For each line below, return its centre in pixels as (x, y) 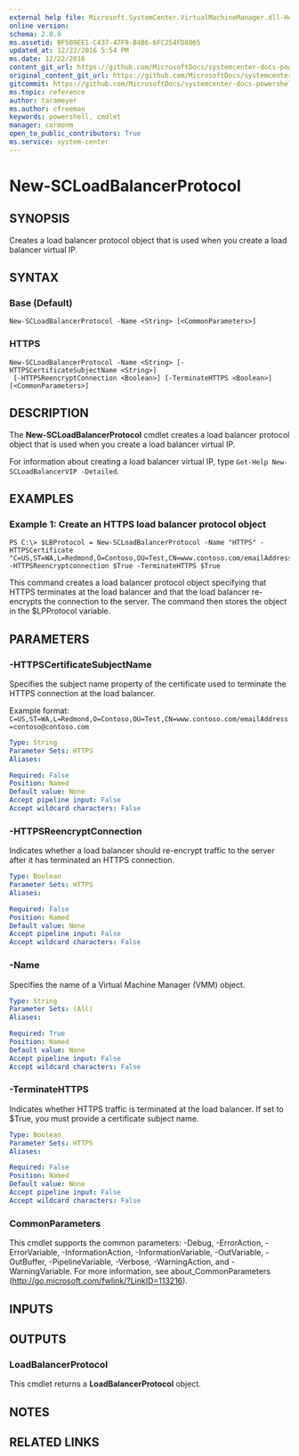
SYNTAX (34, 278)
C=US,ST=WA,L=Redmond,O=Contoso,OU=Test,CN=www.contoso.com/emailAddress (149, 719)
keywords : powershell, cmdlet (65, 117)
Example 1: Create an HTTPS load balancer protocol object (138, 524)
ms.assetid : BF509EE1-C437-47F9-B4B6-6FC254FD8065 (105, 42)
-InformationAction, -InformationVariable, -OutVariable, (163, 1253)
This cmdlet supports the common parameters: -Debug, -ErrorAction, (137, 1243)
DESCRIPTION (49, 413)
